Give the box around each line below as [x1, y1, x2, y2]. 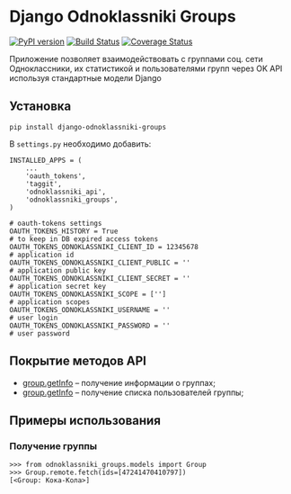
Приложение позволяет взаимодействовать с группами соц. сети [9, 53, 263, 64]
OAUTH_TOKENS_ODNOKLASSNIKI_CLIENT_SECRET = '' [9, 274, 191, 283]
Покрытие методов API [9, 354, 146, 369]
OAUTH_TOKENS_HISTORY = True [9, 227, 119, 236]
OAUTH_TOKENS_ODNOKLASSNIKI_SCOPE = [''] [9, 290, 167, 299]
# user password [9, 328, 70, 338]
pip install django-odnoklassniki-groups [9, 122, 167, 131]
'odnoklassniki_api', [25, 187, 106, 196]
